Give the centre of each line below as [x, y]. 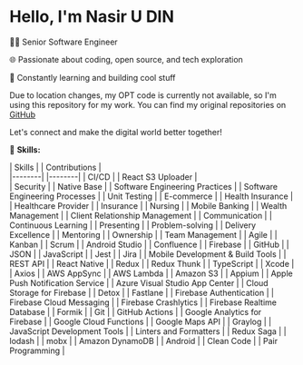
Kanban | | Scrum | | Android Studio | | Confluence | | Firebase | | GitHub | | [149, 244]
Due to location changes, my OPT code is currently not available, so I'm [143, 95]
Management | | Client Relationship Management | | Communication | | [141, 215]
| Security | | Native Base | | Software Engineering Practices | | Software [144, 186]
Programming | [37, 350]
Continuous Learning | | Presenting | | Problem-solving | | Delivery [133, 225]
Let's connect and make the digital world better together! [116, 132]
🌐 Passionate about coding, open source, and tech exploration [126, 59]
